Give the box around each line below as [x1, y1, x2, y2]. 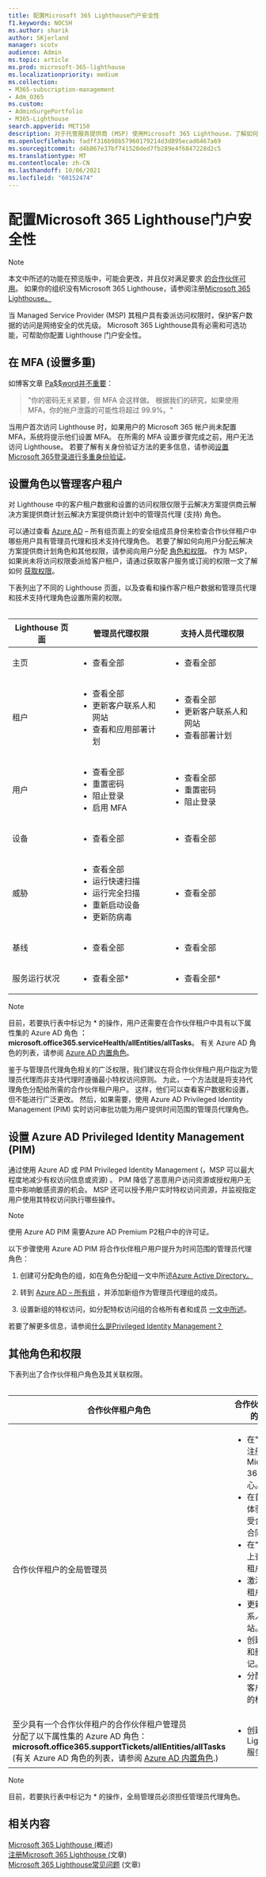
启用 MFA [92, 803, 127, 814]
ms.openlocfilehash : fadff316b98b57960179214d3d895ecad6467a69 [8, 137, 222, 145]
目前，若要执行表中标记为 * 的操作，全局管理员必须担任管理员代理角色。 [8, 1792, 245, 1802]
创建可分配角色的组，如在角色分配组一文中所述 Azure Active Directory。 [19, 1271, 253, 1281]
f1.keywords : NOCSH [8, 19, 73, 27]
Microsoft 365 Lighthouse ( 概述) [8, 1840, 113, 1849]
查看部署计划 [184, 730, 232, 741]
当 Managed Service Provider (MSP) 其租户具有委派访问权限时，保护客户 [8, 310, 246, 320]
